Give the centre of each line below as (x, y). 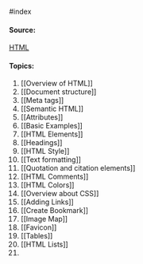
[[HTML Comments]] (54, 177)
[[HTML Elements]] (52, 134)
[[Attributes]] (42, 117)
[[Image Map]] (44, 219)
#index (20, 12)
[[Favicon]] (39, 227)
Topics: (22, 65)
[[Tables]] (37, 236)
